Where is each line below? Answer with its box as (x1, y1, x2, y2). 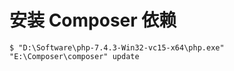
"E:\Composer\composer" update (9, 51, 140, 61)
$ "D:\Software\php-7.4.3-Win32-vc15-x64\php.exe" (9, 42, 225, 53)
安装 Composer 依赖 (9, 9, 177, 32)
